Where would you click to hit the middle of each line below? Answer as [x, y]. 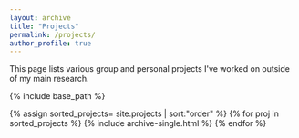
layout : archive [40, 18]
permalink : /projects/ [52, 34]
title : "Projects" [44, 26]
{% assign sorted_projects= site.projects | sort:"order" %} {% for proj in [144, 113]
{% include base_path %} [57, 96]
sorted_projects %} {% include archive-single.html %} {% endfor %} [138, 123]
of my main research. [49, 79]
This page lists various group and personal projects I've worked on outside [149, 69]
